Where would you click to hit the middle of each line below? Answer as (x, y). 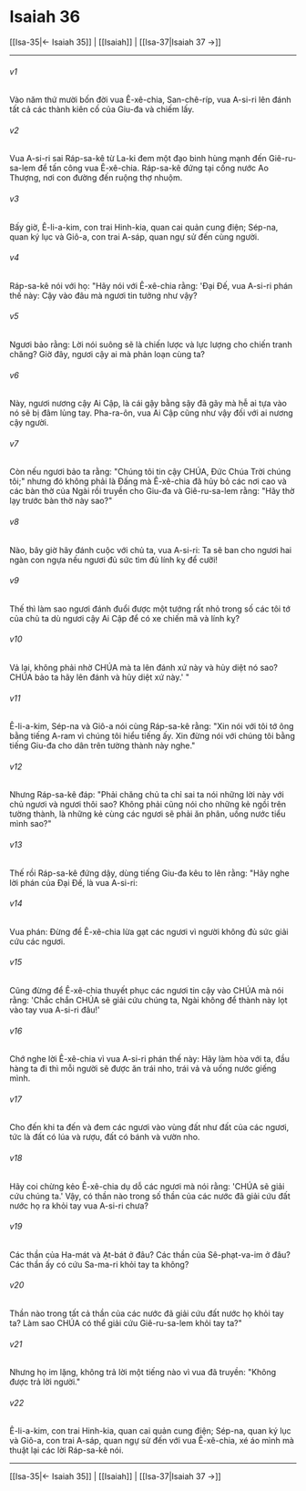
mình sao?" (31, 824)
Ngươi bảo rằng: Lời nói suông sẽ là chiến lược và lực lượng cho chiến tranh (151, 344)
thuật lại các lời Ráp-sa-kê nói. (67, 1450)
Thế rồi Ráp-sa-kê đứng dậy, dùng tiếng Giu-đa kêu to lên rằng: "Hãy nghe (149, 873)
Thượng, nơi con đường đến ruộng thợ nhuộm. (96, 178)
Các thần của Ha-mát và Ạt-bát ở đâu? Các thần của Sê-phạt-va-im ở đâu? (150, 1254)
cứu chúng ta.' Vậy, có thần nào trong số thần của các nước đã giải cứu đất (150, 1196)
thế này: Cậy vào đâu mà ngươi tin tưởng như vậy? (103, 295)
